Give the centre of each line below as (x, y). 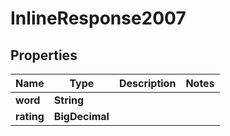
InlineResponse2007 (98, 18)
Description (147, 83)
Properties (44, 55)
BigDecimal (81, 116)
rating (30, 116)
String (69, 100)
